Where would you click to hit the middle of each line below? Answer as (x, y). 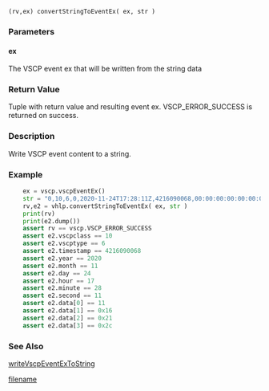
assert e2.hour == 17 (58, 281)
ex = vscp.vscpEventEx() (64, 191)
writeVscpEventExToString (52, 363)
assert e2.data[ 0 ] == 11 (64, 303)
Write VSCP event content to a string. (70, 153)
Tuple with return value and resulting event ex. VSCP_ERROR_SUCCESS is (130, 107)
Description (32, 136)
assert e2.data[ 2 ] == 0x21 (68, 318)
